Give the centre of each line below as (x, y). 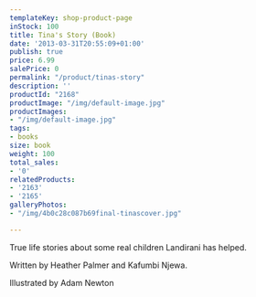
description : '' (40, 86)
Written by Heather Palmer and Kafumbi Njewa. (98, 265)
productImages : (38, 111)
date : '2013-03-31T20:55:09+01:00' (77, 43)
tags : (20, 129)
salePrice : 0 (34, 69)
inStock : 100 (34, 27)
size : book (30, 145)
